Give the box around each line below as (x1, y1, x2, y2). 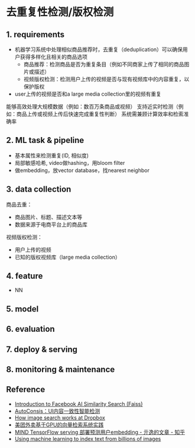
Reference (6, 385, 45, 395)
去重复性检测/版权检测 (6, 5, 114, 19)
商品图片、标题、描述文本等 (14, 213, 83, 220)
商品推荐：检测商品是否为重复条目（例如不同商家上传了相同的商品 (23, 61, 184, 68)
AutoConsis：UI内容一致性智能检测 (14, 407, 100, 414)
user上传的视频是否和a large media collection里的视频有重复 (14, 90, 161, 97)
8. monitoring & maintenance (6, 364, 115, 374)
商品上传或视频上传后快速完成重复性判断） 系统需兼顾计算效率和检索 (16, 110, 184, 117)
